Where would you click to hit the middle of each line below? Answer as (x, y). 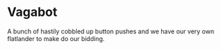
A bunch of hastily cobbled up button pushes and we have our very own (111, 31)
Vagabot (32, 12)
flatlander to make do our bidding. (56, 38)
